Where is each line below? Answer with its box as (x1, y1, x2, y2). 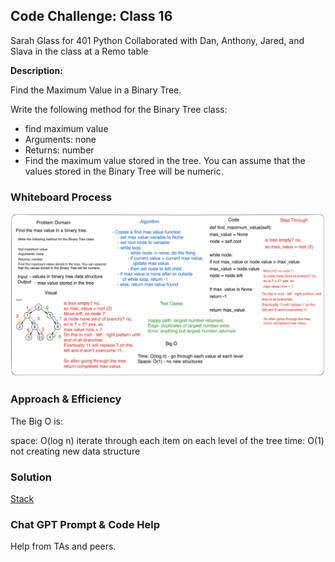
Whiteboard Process (10, 190, 113, 204)
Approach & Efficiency (10, 392, 122, 406)
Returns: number (24, 144, 95, 156)
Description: (10, 64, 63, 76)
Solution (10, 470, 53, 484)
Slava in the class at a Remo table (10, 45, 149, 57)
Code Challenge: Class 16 (10, 8, 173, 25)
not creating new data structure (10, 445, 141, 457)
